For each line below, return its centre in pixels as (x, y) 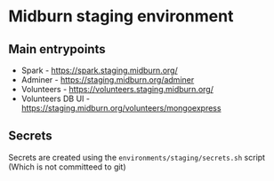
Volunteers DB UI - (56, 98)
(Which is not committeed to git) (67, 167)
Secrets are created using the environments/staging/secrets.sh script (137, 157)
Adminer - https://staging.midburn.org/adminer (108, 80)
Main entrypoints (57, 49)
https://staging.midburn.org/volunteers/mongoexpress (121, 108)
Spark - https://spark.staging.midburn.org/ (100, 70)
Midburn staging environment (121, 16)
